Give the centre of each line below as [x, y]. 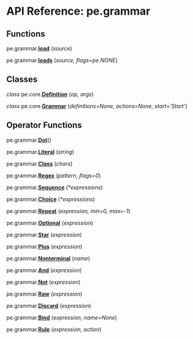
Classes [22, 80]
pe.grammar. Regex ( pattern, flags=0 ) [54, 175]
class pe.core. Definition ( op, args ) [50, 94]
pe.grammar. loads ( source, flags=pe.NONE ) [62, 60]
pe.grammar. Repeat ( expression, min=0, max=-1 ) [68, 211]
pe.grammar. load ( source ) [39, 48]
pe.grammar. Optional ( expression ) [50, 223]
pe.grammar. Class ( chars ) [39, 164]
